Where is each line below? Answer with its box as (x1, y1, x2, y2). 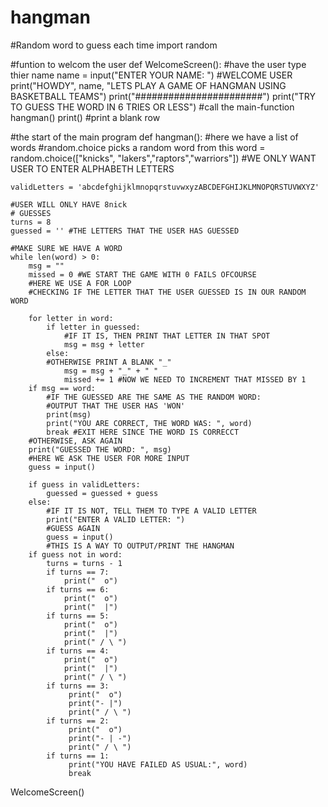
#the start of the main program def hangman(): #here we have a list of (10, 131, 299, 143)
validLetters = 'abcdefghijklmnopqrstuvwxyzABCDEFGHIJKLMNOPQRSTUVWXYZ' (10, 182, 320, 192)
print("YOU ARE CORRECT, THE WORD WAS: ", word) (46, 418, 253, 428)
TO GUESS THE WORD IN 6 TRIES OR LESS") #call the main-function (10, 101, 295, 113)
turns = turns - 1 (46, 558, 123, 568)
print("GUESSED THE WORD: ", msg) (28, 444, 172, 455)
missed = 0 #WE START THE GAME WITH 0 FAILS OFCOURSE (28, 269, 257, 280)
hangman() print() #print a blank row (10, 111, 161, 123)
